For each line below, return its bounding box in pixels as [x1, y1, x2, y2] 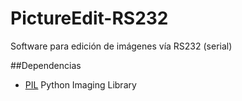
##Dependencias [10, 59, 82, 71]
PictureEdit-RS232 [10, 7, 169, 30]
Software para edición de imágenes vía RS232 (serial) [10, 40, 233, 52]
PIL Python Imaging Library [24, 78, 137, 91]
